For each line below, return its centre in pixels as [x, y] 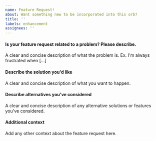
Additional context [25, 122]
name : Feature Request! [30, 10]
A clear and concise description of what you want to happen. [68, 83]
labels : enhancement [27, 24]
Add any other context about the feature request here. [61, 133]
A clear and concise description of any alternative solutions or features [78, 106]
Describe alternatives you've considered [48, 95]
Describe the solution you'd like [39, 72]
